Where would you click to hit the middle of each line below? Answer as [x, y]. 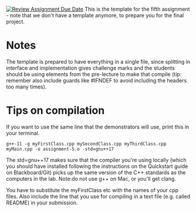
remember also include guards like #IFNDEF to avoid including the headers [97, 80]
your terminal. [23, 133]
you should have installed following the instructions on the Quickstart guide [97, 166]
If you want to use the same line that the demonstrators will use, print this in [98, 127]
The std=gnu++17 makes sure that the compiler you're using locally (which [96, 160]
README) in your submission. [42, 203]
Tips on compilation [55, 110]
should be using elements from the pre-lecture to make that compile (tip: [94, 74]
